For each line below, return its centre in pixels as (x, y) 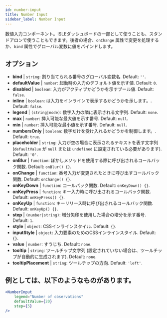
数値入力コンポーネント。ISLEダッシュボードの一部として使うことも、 (77, 34)
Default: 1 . (23, 220)
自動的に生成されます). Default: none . (59, 257)
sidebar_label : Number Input (35, 19)
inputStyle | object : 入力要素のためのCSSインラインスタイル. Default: (84, 232)
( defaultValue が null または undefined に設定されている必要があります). (87, 149)
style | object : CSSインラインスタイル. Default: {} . (64, 226)
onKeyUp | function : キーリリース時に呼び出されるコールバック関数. (83, 203)
